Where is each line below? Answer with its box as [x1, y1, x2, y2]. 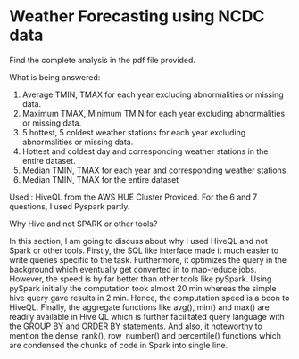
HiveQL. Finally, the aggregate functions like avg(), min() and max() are [9, 301, 270, 313]
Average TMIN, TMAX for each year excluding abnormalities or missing [21, 89, 284, 100]
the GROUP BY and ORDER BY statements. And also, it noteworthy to [9, 321, 263, 331]
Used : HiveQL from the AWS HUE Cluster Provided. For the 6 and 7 [9, 192, 258, 202]
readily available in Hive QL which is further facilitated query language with [9, 311, 285, 322]
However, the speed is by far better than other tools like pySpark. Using [9, 273, 272, 284]
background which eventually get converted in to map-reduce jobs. [9, 264, 257, 274]
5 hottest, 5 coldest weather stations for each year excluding [21, 126, 246, 137]
